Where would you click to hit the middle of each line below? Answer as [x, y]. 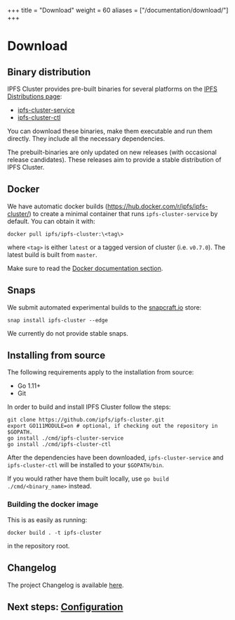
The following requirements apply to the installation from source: [101, 372]
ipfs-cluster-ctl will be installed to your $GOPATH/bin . [86, 465]
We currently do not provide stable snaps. [68, 333]
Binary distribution [49, 72]
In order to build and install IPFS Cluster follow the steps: [89, 407]
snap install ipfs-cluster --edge [58, 320]
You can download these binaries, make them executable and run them [110, 131]
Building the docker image [53, 505]
